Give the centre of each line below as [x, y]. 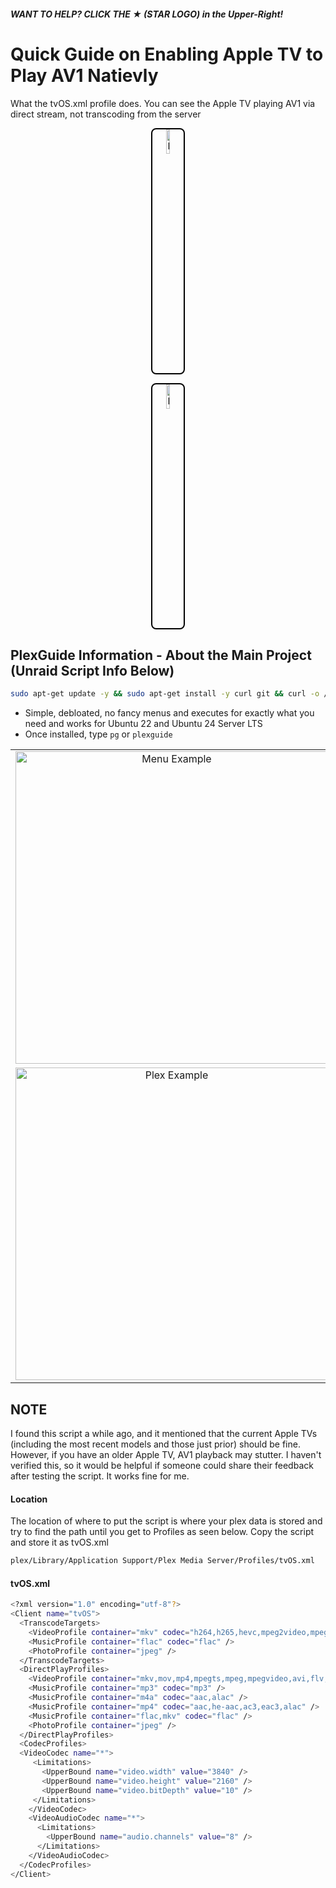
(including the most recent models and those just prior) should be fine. [155, 1444]
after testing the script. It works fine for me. [100, 1476]
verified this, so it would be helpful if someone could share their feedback [162, 1466]
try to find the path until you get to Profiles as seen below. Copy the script [162, 1532]
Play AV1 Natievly [84, 75]
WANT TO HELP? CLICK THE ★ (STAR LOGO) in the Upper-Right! [147, 14]
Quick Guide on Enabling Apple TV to [167, 54]
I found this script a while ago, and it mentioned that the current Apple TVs [164, 1434]
